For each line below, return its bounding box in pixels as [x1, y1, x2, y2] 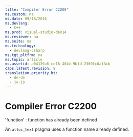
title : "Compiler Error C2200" [5, 7, 69, 12]
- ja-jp [9, 79, 25, 84]
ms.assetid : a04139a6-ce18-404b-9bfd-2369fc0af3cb [5, 61, 111, 66]
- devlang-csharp [9, 48, 45, 53]
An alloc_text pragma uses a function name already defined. [5, 126, 129, 132]
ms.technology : [5, 43, 36, 48]
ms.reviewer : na [5, 35, 38, 39]
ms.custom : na [5, 12, 34, 17]
